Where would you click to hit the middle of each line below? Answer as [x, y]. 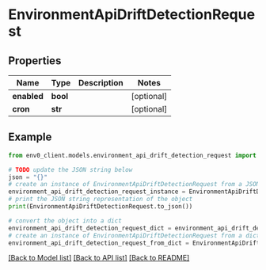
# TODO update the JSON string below [70, 169]
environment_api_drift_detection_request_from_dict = [99, 243]
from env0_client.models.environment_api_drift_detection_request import [133, 155]
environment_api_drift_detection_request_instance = [97, 192]
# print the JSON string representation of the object [101, 200]
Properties [35, 61]
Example [30, 137]
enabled [28, 96]
